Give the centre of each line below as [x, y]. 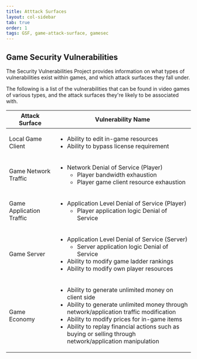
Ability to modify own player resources [120, 269]
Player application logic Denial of [122, 211]
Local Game [26, 138]
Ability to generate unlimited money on [120, 290]
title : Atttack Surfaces [36, 11]
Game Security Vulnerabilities [62, 57]
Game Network [30, 171]
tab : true [18, 22]
